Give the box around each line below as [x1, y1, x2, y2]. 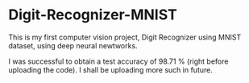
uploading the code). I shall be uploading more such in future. [8, 64, 214, 74]
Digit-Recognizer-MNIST [8, 6, 177, 24]
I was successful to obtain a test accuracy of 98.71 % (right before [8, 56, 229, 66]
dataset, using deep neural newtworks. [8, 40, 139, 50]
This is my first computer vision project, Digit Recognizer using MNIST [8, 32, 242, 42]
